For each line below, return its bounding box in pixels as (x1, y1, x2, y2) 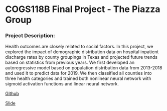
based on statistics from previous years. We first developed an (5, 59, 135, 66)
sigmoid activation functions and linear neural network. (5, 81, 119, 87)
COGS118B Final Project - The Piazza (5, 4, 160, 15)
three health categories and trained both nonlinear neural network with (5, 75, 151, 81)
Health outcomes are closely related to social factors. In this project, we (5, 44, 153, 50)
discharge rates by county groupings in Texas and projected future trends (5, 54, 158, 60)
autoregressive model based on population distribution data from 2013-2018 (5, 65, 162, 71)
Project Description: (5, 32, 55, 39)
